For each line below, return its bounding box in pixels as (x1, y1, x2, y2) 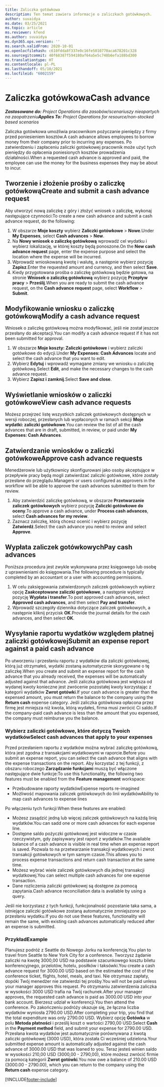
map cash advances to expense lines (12, 796, 87, 802)
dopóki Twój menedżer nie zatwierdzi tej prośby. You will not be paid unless (5, 978, 157, 984)
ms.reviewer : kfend (5, 30, 45, 35)
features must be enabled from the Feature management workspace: (5, 776, 146, 781)
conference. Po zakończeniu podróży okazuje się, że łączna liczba (5, 1004, 140, 1010)
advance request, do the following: (5, 218, 75, 224)
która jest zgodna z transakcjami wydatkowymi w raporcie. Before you (5, 750, 145, 755)
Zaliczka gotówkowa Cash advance (5, 92, 150, 104)
